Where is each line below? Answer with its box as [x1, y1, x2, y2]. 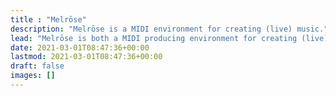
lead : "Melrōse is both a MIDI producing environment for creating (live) [10, 33, 329, 43]
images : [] [10, 71, 56, 81]
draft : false [10, 61, 65, 71]
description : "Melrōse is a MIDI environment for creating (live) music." [10, 24, 329, 34]
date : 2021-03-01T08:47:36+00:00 [10, 42, 150, 53]
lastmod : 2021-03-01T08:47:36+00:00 [10, 52, 163, 62]
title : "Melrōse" [10, 14, 87, 25]
